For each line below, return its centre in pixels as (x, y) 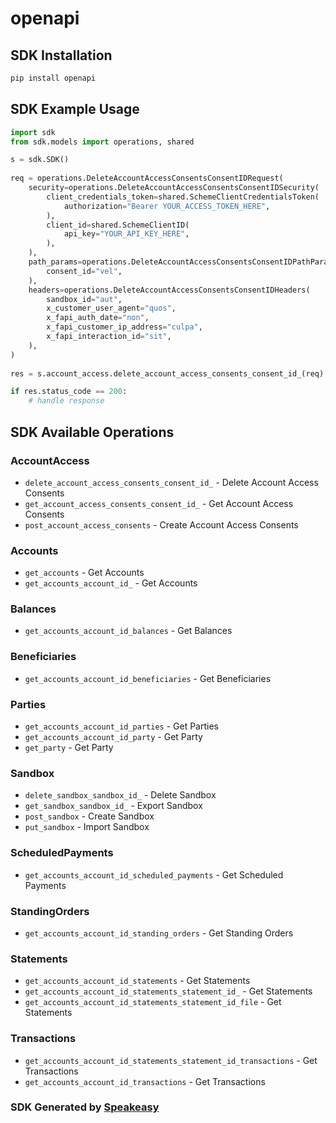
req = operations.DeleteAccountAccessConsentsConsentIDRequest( (147, 178)
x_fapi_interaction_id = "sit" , (109, 337)
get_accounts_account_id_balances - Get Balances (128, 631)
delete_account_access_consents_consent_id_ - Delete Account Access (171, 482)
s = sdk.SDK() (40, 160)
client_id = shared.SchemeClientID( (118, 225)
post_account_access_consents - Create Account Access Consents (161, 524)
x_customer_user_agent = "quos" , (111, 308)
